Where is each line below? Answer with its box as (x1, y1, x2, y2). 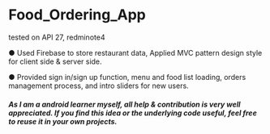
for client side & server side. (8, 57, 103, 66)
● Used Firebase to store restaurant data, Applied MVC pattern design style (8, 48, 263, 57)
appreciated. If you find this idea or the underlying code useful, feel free (8, 107, 257, 118)
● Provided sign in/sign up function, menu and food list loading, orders (8, 72, 246, 82)
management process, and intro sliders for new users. (8, 81, 189, 90)
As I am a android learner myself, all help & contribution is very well (8, 99, 241, 109)
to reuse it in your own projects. (8, 116, 118, 126)
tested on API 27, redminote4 (8, 32, 105, 42)
